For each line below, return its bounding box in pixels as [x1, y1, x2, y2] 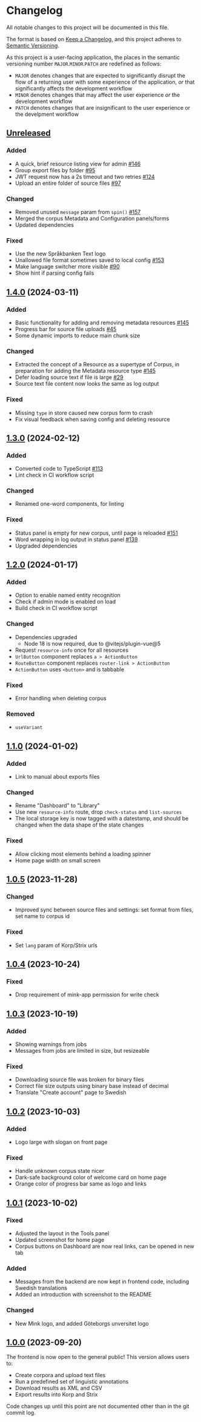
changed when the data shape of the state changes [15, 821, 144, 828]
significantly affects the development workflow [15, 84, 133, 92]
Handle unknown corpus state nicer [15, 1167, 105, 1175]
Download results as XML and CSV [15, 1384, 103, 1392]
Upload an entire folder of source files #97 [15, 179, 121, 187]
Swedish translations [15, 1284, 68, 1292]
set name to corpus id [15, 913, 70, 920]
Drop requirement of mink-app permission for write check [15, 991, 159, 998]
